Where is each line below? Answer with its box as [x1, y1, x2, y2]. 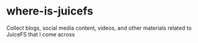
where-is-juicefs [6, 4, 94, 18]
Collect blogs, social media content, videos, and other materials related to [6, 24, 192, 31]
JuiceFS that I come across [6, 30, 75, 38]
